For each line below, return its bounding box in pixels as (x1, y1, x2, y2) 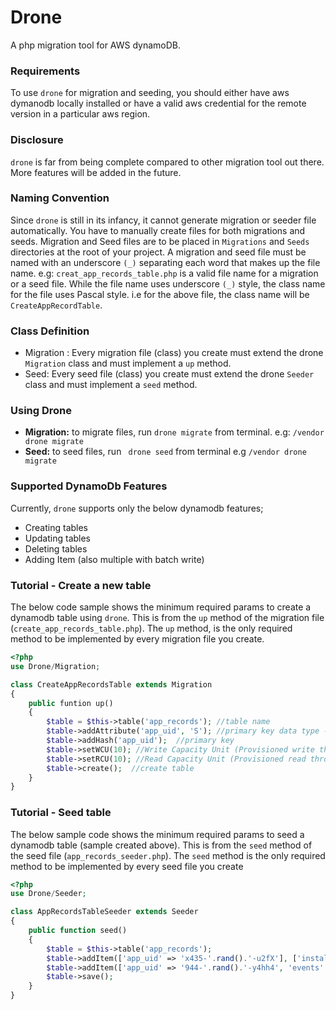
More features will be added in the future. (10, 166, 182, 178)
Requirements (10, 64, 81, 78)
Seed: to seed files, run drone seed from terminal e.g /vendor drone (24, 446, 307, 458)
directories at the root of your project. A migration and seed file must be (10, 246, 307, 258)
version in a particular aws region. (10, 108, 151, 120)
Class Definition (10, 324, 90, 338)
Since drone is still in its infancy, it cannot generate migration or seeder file (10, 214, 317, 226)
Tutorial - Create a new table (10, 578, 152, 592)
